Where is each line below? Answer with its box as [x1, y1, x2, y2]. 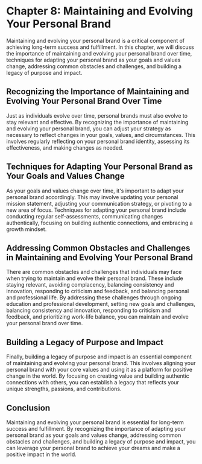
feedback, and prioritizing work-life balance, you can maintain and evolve [6, 313, 189, 320]
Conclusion [6, 402, 51, 413]
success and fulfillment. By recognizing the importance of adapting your [6, 425, 186, 432]
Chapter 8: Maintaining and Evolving [6, 4, 194, 18]
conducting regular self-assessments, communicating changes [6, 212, 163, 220]
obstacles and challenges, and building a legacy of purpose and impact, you [6, 438, 196, 445]
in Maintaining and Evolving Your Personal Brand [6, 252, 194, 262]
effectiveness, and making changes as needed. [6, 144, 124, 151]
